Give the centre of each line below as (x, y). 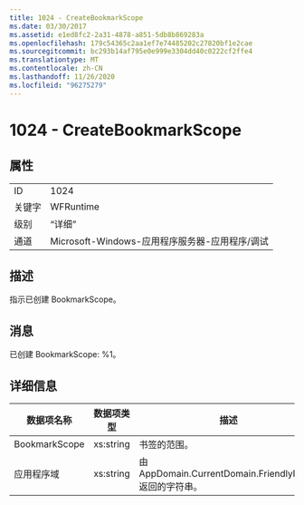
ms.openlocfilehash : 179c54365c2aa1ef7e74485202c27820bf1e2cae (131, 43)
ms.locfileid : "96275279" (58, 85)
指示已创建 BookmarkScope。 (65, 299)
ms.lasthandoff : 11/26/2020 (62, 77)
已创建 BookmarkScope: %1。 (65, 354)
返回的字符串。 (171, 487)
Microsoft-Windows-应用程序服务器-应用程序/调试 (160, 241)
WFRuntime (75, 207)
